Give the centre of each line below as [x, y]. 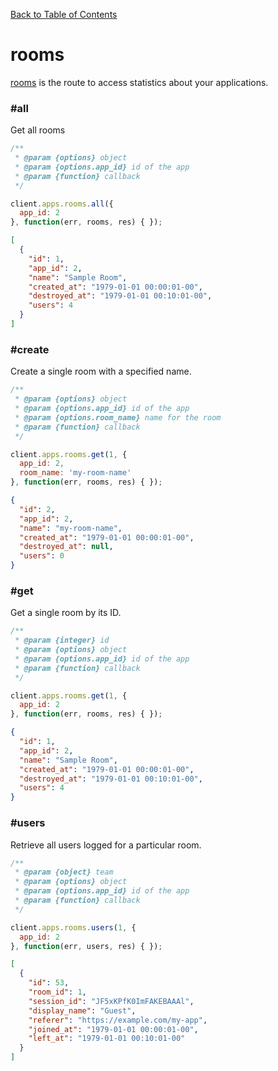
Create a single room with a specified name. [101, 371]
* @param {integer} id [62, 640]
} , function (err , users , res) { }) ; [86, 946]
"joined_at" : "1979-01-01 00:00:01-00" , [113, 1029]
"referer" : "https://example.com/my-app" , [118, 1020]
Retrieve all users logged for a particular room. [106, 845]
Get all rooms [38, 130]
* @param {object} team [64, 872]
